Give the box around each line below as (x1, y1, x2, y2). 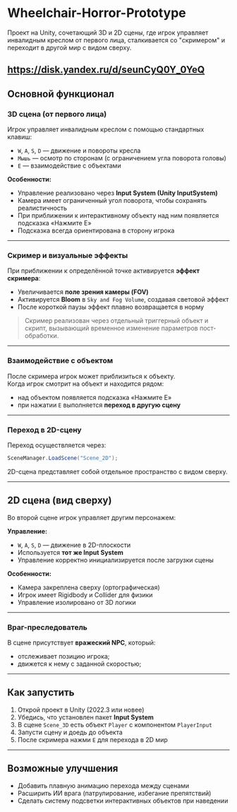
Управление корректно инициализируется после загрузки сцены (17, 555, 214, 564)
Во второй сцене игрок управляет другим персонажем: (7, 513, 176, 522)
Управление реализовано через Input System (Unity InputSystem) (17, 189, 218, 197)
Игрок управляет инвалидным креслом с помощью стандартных (7, 125, 205, 134)
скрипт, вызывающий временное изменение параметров (24, 324, 199, 333)
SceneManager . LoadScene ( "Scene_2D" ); (7, 454, 119, 461)
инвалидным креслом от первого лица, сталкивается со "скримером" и (7, 35, 226, 44)
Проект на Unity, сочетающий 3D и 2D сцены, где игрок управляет (7, 28, 209, 37)
